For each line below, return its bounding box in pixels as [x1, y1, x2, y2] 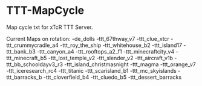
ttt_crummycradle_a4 [6, 41, 59, 49]
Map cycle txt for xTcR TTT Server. [6, 23, 93, 31]
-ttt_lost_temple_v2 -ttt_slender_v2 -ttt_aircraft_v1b [48, 54, 174, 61]
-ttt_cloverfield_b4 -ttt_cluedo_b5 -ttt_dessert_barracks [43, 73, 182, 81]
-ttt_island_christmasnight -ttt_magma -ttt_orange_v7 [64, 61, 197, 68]
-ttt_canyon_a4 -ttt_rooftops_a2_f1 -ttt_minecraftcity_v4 [37, 48, 175, 55]
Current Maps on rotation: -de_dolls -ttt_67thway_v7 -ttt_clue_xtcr [6, 35, 169, 42]
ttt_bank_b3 [6, 48, 36, 55]
